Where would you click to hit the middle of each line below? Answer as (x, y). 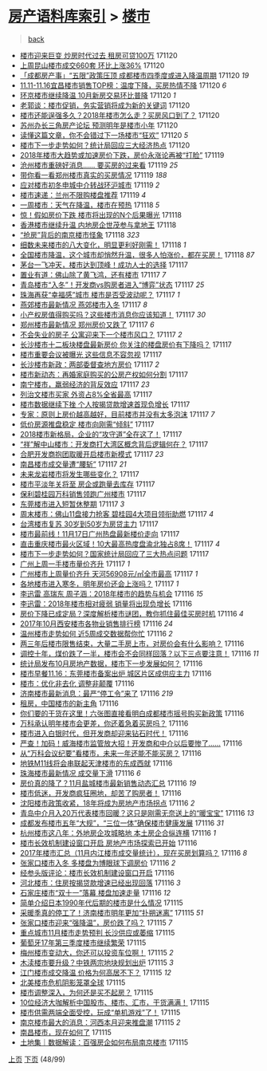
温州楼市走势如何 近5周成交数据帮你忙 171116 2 (96, 633)
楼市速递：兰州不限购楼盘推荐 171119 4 (83, 195)
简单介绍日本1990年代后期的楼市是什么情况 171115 (101, 903)
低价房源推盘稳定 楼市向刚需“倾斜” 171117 (87, 424)
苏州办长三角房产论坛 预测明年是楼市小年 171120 (99, 125)
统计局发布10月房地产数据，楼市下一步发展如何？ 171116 (111, 663)
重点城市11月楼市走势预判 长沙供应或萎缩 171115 (97, 932)
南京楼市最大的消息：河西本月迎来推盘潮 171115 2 (100, 1022)
